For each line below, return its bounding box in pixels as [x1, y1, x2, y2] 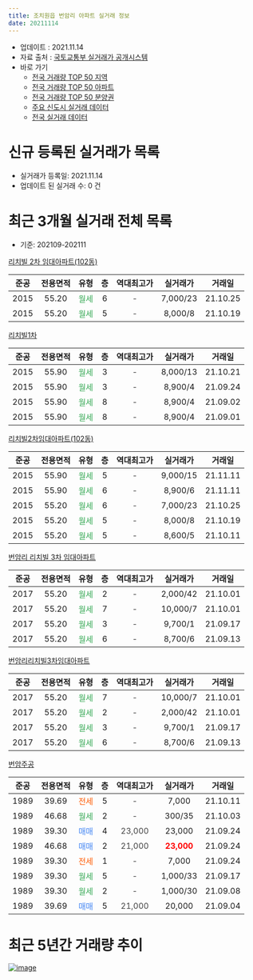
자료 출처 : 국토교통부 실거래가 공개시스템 [19, 52, 148, 62]
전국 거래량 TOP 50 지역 [31, 72, 108, 82]
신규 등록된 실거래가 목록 [8, 143, 160, 161]
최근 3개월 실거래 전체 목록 [8, 212, 172, 230]
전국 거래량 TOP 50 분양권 [31, 92, 114, 102]
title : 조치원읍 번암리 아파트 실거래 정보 [8, 11, 130, 20]
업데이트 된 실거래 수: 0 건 [19, 181, 101, 190]
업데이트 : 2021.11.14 [19, 42, 84, 52]
